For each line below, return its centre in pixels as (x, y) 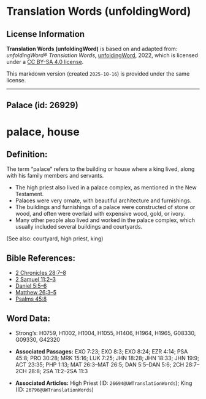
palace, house (43, 132)
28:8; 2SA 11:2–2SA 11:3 (58, 371)
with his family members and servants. (55, 176)
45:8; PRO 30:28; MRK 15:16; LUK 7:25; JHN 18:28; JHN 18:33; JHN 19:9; (107, 358)
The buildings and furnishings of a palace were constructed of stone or (105, 207)
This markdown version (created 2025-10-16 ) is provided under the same (98, 74)
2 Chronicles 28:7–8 (40, 273)
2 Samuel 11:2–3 (36, 279)
